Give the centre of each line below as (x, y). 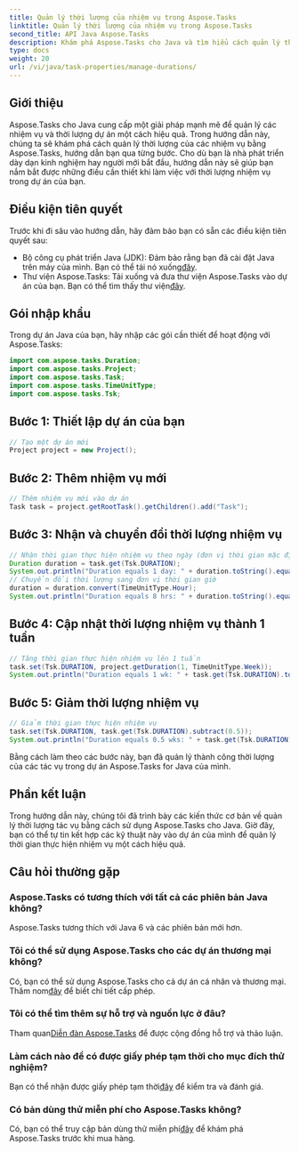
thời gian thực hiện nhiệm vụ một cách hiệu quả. (97, 844)
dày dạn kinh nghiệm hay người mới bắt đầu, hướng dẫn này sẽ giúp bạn (141, 162)
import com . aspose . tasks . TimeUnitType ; (83, 385)
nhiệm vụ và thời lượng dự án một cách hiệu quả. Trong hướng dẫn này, (140, 133)
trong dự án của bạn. (48, 181)
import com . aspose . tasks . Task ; (67, 378)
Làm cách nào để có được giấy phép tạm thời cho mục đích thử (147, 1056)
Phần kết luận (48, 794)
